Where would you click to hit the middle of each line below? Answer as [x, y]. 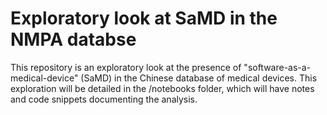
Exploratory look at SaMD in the [144, 18]
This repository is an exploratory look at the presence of [126, 67]
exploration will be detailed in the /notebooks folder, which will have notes [162, 88]
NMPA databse [73, 39]
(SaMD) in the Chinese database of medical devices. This [199, 78]
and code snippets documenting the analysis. [104, 99]
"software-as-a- [277, 67]
